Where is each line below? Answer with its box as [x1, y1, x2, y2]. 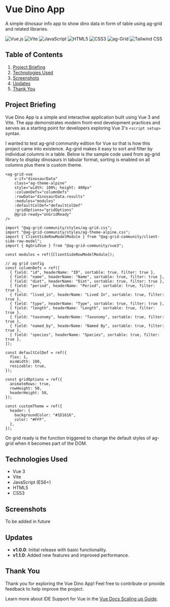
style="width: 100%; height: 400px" [14, 185, 92, 190]
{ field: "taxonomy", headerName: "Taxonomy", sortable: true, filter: [10, 314, 165, 320]
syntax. [5, 130, 21, 136]
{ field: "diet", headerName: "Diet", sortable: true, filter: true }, [10, 279, 165, 284]
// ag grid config [5, 261, 44, 266]
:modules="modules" [14, 198, 56, 203]
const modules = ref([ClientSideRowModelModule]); [5, 252, 115, 257]
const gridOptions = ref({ [5, 377, 62, 382]
